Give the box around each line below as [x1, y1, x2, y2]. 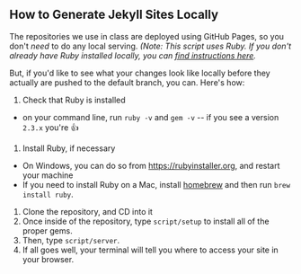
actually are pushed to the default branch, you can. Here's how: [9, 76, 245, 88]
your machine [22, 170, 74, 181]
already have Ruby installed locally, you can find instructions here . [9, 49, 256, 61]
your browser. [22, 253, 75, 264]
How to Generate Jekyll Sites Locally [9, 7, 218, 22]
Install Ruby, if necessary [22, 143, 116, 154]
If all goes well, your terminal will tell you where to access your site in [22, 244, 279, 255]
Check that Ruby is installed [22, 94, 126, 105]
